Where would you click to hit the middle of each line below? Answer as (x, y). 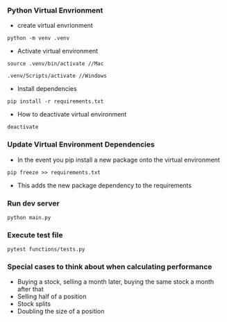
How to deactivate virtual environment (72, 115)
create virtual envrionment (55, 26)
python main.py (29, 217)
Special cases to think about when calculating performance (110, 267)
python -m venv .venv (39, 38)
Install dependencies (47, 89)
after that (30, 289)
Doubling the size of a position (61, 312)
